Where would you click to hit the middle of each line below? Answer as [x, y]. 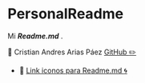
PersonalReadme [66, 14]
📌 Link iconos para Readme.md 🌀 [73, 70]
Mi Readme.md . [35, 36]
